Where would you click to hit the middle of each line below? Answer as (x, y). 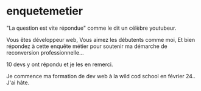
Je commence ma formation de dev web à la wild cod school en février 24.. (101, 76)
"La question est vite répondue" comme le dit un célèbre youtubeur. (91, 28)
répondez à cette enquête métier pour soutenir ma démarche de (87, 46)
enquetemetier (45, 11)
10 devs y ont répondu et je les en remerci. (60, 64)
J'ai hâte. (18, 83)
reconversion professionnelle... (45, 52)
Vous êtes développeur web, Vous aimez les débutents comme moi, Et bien (101, 39)
